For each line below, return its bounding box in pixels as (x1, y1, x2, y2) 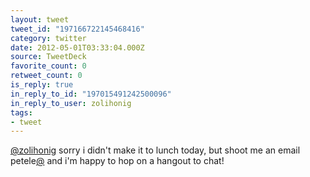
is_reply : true (10, 80, 74, 90)
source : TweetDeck (10, 52, 87, 62)
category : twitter (10, 33, 87, 43)
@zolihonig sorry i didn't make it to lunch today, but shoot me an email (10, 144, 301, 156)
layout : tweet (10, 14, 70, 25)
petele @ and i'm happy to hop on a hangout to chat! (10, 155, 225, 167)
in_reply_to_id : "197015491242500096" (10, 89, 172, 99)
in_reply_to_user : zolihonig (10, 98, 132, 108)
